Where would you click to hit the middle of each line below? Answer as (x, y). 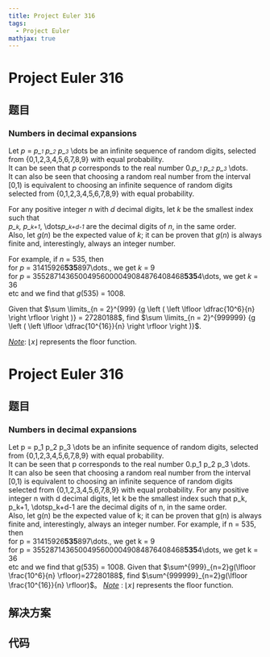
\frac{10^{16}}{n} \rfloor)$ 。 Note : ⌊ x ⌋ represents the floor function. (121, 585)
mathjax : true (32, 38)
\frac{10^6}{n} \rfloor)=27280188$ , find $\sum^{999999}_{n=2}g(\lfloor (128, 576)
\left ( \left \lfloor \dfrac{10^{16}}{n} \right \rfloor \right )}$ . (105, 326)
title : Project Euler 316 (52, 16)
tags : (17, 23)
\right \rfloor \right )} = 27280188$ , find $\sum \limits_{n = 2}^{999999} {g (132, 318)
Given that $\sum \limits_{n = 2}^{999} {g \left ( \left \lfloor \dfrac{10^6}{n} (132, 309)
